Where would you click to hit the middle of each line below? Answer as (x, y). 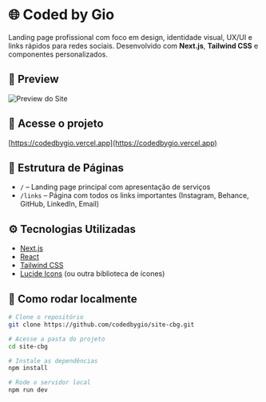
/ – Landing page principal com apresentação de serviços (115, 187)
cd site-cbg (28, 346)
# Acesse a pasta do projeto (57, 339)
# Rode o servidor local (50, 383)
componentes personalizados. (58, 54)
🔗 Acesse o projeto (56, 124)
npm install (28, 368)
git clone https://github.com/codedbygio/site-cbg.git (101, 325)
